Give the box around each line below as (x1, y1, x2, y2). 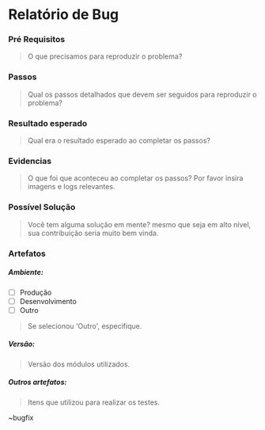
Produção (19, 287, 52, 297)
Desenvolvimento (19, 296, 77, 306)
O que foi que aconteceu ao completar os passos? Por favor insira (27, 173, 244, 183)
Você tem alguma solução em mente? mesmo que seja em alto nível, (27, 219, 252, 229)
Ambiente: (8, 268, 44, 277)
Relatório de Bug (8, 6, 119, 24)
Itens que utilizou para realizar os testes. (27, 398, 161, 407)
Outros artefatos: (8, 378, 67, 387)
